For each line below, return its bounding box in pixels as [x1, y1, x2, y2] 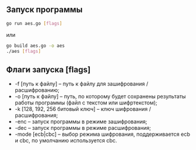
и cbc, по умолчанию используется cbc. [14, 137, 118, 144]
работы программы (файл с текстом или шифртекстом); [14, 99, 157, 106]
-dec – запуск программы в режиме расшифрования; [14, 125, 151, 132]
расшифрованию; [14, 87, 60, 94]
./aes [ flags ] [6, 48, 42, 54]
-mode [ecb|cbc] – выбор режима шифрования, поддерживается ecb [14, 130, 191, 138]
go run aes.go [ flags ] [6, 20, 62, 26]
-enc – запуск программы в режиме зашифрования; [14, 118, 147, 125]
